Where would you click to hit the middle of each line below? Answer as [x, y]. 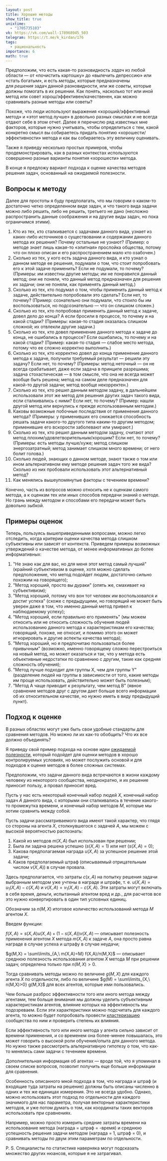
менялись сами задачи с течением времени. [59, 1051]
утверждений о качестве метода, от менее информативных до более [80, 549]
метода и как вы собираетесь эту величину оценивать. [101, 138]
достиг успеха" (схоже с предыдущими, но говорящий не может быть [87, 601]
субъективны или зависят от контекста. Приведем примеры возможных [83, 544]
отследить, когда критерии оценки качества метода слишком [72, 538]
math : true [17, 56]
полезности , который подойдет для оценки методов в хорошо [72, 754]
